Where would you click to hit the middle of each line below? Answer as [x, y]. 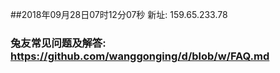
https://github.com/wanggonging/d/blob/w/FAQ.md [140, 56]
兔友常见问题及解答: [58, 43]
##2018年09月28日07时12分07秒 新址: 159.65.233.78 [119, 14]
